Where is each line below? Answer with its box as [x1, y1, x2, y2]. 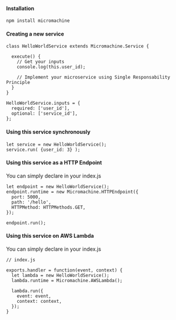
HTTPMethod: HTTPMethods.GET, [11, 204, 86, 210]
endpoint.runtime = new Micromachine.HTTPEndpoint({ [6, 189, 139, 195]
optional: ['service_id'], [11, 111, 78, 117]
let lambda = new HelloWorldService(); [11, 273, 110, 279]
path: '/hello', [11, 199, 51, 205]
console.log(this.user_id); [17, 64, 86, 70]
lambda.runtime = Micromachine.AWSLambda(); [11, 278, 123, 284]
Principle [6, 80, 31, 86]
